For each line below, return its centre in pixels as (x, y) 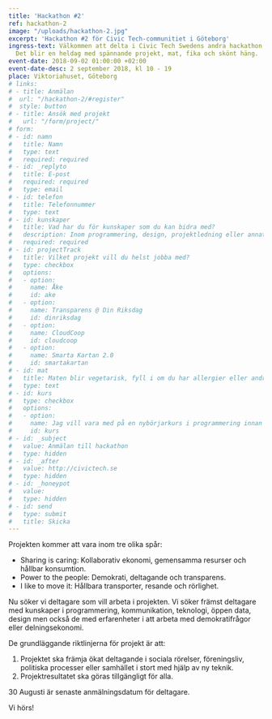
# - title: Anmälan (41, 91)
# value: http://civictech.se (63, 469)
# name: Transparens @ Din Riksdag (76, 310)
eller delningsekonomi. (46, 628)
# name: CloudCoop (47, 333)
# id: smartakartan (49, 363)
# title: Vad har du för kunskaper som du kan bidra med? (112, 227)
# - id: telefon (36, 197)
